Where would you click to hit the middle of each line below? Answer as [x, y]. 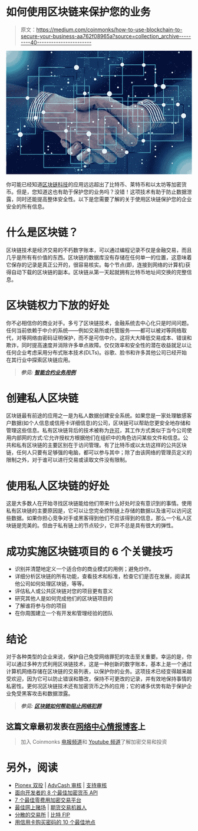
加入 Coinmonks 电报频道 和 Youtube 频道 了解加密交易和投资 [94, 742]
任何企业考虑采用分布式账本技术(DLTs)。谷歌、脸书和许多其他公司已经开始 [97, 352]
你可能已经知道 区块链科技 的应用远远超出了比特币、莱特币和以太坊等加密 [94, 184]
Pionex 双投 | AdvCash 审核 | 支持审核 [61, 785]
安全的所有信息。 [27, 206]
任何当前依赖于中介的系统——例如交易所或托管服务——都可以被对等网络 [94, 330]
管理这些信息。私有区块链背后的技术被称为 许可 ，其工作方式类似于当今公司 [96, 431]
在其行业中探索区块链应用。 [40, 360]
